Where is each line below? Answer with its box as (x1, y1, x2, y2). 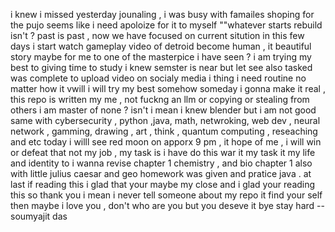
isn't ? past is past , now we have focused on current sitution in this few (10, 30, 305, 41)
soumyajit (10, 210, 51, 222)
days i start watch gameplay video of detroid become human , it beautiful (10, 40, 312, 52)
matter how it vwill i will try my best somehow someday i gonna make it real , (10, 83, 326, 94)
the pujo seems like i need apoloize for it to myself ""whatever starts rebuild (10, 19, 323, 31)
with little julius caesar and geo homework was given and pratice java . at (10, 168, 312, 179)
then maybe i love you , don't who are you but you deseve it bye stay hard (10, 200, 315, 211)
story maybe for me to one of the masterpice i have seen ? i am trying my (10, 51, 312, 63)
